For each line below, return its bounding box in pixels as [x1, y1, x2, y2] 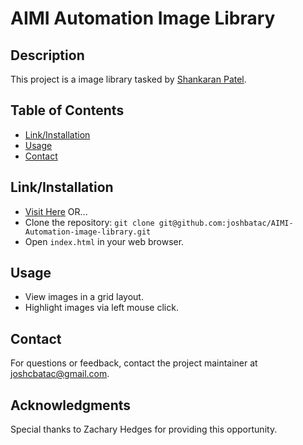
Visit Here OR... [24, 205, 88, 217]
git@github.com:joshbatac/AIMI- [158, 218, 294, 228]
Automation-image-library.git [24, 227, 152, 237]
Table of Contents [10, 102, 125, 119]
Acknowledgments [10, 397, 132, 414]
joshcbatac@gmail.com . [10, 368, 110, 380]
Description [10, 47, 85, 64]
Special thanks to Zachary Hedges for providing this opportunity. [10, 423, 278, 436]
